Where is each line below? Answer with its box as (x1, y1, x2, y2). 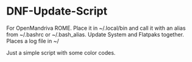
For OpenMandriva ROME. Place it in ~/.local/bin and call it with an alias (6, 24, 186, 32)
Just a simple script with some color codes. (6, 49, 116, 56)
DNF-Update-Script (6, 4, 108, 18)
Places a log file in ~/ (6, 37, 59, 44)
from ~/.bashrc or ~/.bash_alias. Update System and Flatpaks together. (6, 30, 185, 38)
